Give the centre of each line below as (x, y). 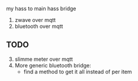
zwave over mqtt (35, 20)
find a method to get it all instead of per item (78, 72)
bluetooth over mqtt (39, 26)
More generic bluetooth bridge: (53, 65)
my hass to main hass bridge (41, 9)
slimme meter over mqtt (44, 59)
